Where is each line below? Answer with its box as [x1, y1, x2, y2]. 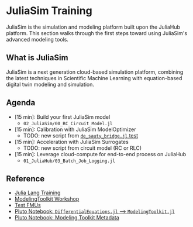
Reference [6, 174, 45, 184]
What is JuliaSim [6, 53, 68, 63]
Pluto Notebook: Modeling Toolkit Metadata [14, 214, 120, 221]
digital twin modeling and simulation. [6, 81, 95, 88]
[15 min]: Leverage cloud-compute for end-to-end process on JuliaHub [14, 150, 187, 157]
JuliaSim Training [6, 4, 92, 18]
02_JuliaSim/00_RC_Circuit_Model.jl [23, 121, 113, 126]
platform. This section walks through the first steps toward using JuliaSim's [6, 29, 188, 36]
